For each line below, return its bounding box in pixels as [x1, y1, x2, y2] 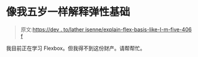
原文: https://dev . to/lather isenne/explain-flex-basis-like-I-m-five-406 [20, 26, 192, 33]
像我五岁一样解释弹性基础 [6, 5, 131, 19]
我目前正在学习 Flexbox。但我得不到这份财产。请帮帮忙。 [6, 45, 146, 52]
